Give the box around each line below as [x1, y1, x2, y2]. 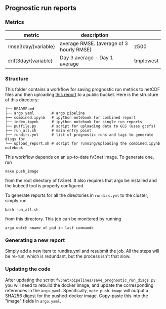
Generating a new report [5, 237, 65, 244]
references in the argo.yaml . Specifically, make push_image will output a [5, 287, 149, 293]
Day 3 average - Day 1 [60, 54, 114, 61]
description [81, 32, 109, 39]
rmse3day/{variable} [7, 43, 55, 50]
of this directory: [5, 96, 39, 103]
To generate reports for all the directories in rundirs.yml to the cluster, [5, 192, 148, 198]
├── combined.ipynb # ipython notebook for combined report [5, 115, 136, 120]
